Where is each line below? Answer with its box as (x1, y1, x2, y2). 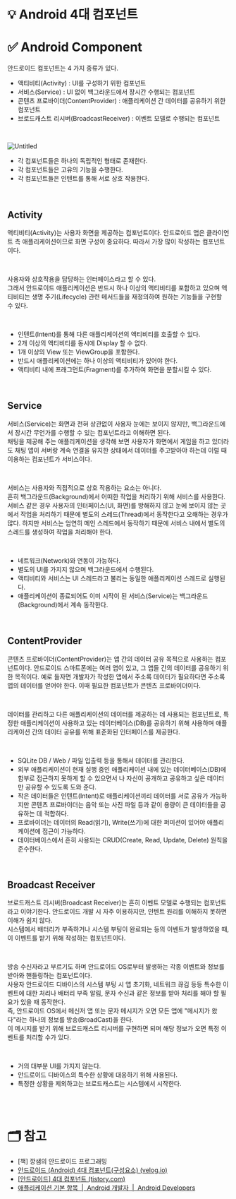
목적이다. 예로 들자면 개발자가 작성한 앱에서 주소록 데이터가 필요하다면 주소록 (14, 672, 225, 681)
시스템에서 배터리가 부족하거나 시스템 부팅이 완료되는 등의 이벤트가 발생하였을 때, (7, 925, 230, 933)
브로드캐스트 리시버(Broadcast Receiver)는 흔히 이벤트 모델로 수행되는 (7, 898, 202, 907)
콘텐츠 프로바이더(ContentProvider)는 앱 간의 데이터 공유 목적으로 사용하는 (7, 655, 213, 663)
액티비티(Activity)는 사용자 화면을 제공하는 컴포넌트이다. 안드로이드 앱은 (7, 228, 206, 237)
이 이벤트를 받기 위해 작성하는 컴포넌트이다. (7, 933, 126, 943)
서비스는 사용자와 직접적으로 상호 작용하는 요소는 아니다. (7, 483, 162, 491)
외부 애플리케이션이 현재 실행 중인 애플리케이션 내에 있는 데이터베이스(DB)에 (17, 765, 227, 773)
